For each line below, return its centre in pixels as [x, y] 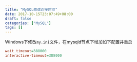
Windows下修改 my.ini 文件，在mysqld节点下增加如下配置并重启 [69, 42]
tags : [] [14, 28]
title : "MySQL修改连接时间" [31, 9]
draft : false [18, 18]
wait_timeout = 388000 [26, 51]
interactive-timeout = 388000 [34, 56]
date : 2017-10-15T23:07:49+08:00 [39, 14]
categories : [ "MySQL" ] [28, 23]
